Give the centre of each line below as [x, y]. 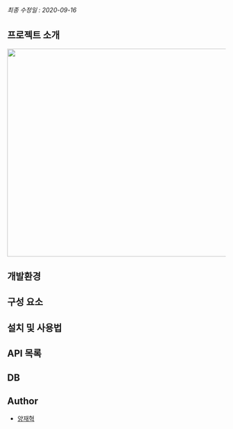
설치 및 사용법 [35, 327]
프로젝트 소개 [34, 35]
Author [23, 401]
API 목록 [24, 354]
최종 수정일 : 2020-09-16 [42, 10]
